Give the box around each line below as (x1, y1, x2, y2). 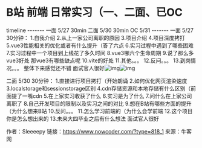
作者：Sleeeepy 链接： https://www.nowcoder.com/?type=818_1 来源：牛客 (6, 127, 192, 135)
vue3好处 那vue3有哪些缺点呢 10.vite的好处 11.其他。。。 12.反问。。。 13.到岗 (6, 57, 191, 64)
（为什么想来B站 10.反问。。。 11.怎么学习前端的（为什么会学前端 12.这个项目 (6, 107, 193, 115)
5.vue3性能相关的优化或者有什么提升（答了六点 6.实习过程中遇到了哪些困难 (6, 42, 194, 49)
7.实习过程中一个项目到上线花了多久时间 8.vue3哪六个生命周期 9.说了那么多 (6, 49, 194, 56)
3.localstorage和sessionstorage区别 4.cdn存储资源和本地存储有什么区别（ (6, 85, 191, 92)
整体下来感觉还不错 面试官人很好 (23, 64, 105, 71)
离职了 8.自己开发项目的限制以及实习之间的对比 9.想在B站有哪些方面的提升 (6, 100, 192, 107)
